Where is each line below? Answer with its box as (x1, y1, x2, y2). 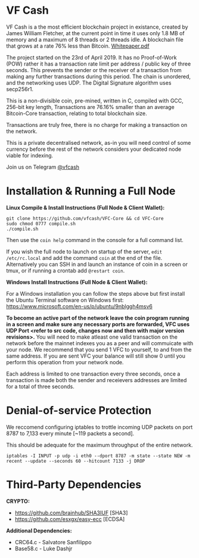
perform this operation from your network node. (6, 358, 124, 365)
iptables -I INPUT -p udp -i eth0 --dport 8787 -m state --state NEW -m (6, 452, 191, 459)
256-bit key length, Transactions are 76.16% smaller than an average (6, 103, 175, 110)
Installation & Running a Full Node (6, 184, 176, 198)
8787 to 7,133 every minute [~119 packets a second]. (6, 430, 135, 437)
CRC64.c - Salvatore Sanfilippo (14, 538, 92, 545)
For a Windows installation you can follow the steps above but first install (6, 290, 185, 297)
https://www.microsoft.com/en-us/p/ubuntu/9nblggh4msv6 (6, 302, 153, 310)
